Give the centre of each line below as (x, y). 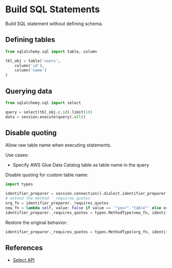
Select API (24, 260)
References (24, 248)
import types (19, 184)
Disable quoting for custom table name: (47, 175)
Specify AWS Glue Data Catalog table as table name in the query (81, 165)
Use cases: (17, 155)
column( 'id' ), (29, 66)
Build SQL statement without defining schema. (54, 24)
